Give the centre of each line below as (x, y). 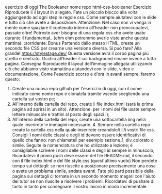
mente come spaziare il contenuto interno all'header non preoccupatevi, (77, 28)
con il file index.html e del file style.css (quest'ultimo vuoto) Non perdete (85, 161)
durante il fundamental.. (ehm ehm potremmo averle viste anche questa (77, 38)
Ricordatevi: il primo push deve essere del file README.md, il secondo (82, 155)
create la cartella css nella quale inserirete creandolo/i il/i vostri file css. (83, 130)
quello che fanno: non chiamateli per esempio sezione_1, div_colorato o (83, 140)
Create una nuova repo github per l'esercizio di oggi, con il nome (77, 89)
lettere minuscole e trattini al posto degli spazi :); (61, 114)
